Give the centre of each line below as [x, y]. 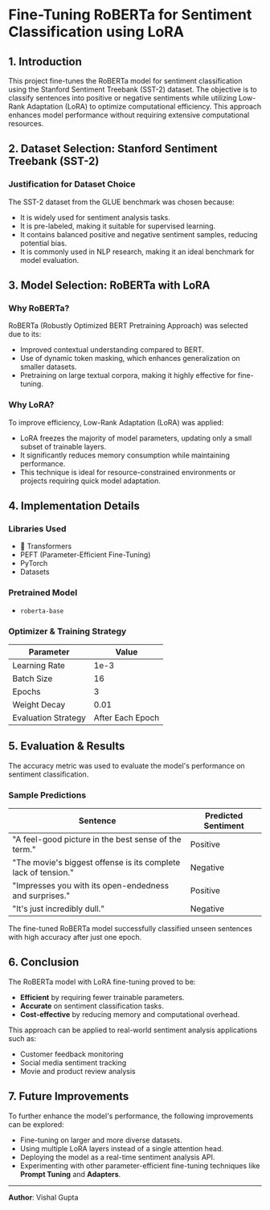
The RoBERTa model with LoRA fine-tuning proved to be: [102, 982]
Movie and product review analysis [78, 1071]
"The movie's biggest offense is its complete [96, 863]
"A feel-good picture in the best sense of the [97, 839]
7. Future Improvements [69, 1096]
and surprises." [41, 896]
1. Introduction [45, 62]
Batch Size [33, 679]
